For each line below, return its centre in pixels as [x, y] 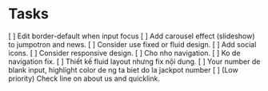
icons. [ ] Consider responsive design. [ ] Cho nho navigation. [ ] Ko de [124, 53]
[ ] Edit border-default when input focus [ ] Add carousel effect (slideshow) [132, 36]
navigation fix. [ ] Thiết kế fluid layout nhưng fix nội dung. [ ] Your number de [134, 61]
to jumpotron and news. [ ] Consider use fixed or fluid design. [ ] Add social [132, 44]
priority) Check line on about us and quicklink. [84, 78]
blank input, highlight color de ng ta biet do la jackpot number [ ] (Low [123, 69]
